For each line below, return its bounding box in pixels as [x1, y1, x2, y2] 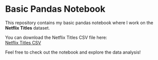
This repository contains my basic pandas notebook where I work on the [5, 20, 154, 26]
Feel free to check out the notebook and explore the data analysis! [5, 49, 141, 55]
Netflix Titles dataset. [5, 25, 50, 30]
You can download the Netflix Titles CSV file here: [5, 34, 107, 40]
